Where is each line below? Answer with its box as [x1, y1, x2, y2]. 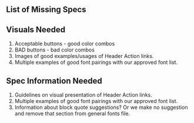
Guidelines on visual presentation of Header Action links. [14, 91, 152, 98]
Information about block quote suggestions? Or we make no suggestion [14, 104, 188, 111]
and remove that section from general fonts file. [14, 110, 131, 117]
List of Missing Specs [6, 5, 86, 15]
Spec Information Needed [6, 76, 102, 86]
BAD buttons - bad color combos [14, 46, 95, 53]
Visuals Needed [6, 25, 66, 35]
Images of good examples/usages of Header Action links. [14, 53, 154, 60]
